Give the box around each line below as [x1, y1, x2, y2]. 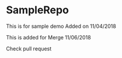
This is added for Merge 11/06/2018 [6, 34, 92, 41]
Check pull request [6, 45, 52, 52]
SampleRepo [6, 3, 69, 17]
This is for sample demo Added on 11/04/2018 [6, 23, 117, 30]
